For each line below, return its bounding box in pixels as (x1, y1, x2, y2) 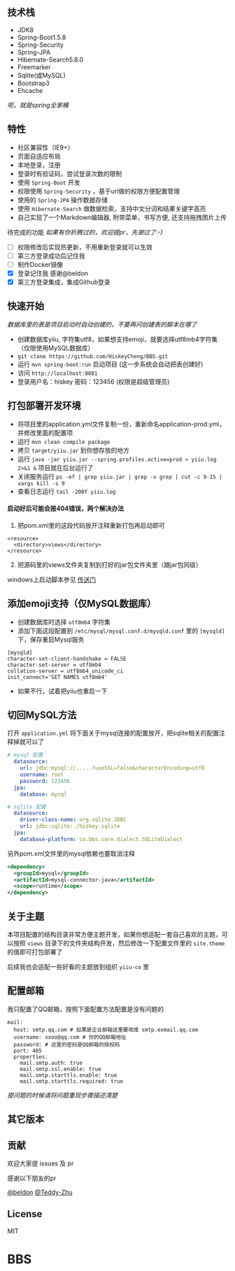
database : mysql (20, 791, 68, 798)
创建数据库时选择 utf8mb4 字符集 (17, 617, 111, 626)
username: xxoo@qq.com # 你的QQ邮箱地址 (13, 1033, 127, 1040)
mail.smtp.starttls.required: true (20, 1077, 124, 1085)
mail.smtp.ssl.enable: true (20, 1065, 101, 1072)
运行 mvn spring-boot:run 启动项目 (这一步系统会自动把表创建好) (17, 359, 204, 368)
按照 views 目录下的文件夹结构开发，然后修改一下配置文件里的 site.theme (13, 939, 225, 947)
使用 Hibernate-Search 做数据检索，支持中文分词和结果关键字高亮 (17, 204, 206, 213)
